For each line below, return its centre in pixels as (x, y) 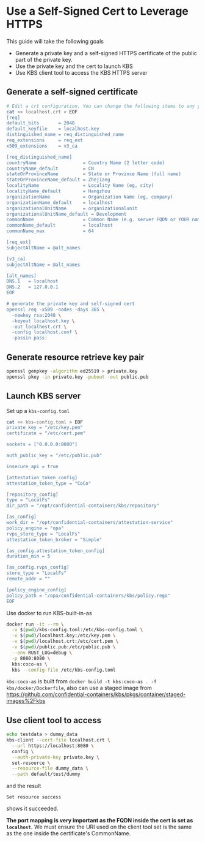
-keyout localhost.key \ (43, 321)
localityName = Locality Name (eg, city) (80, 186)
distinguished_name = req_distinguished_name (65, 135)
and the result (24, 786)
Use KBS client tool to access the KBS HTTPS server (81, 72)
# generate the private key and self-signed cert (71, 304)
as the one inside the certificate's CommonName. (69, 833)
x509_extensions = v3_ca (42, 146)
